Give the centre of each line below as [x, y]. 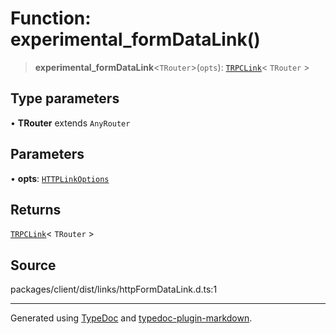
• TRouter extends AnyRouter [70, 123]
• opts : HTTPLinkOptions [60, 178]
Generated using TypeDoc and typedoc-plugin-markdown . [131, 318]
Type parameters [65, 98]
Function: [51, 18]
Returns [36, 209]
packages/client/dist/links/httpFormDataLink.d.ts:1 [114, 289]
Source [33, 265]
